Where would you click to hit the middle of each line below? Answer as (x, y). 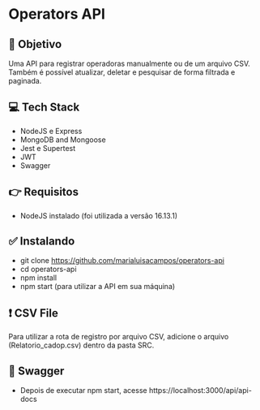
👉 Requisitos (44, 192)
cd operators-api (48, 270)
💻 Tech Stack (44, 108)
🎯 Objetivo (35, 44)
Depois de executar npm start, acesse (83, 391)
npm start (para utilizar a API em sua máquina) (98, 287)
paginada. (25, 81)
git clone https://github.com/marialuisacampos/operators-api (122, 261)
